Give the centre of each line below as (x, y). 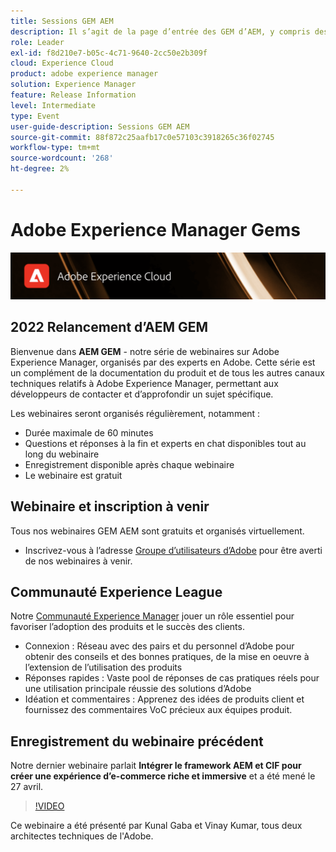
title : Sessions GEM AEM (62, 21)
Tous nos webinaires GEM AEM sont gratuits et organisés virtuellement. (157, 531)
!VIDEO (49, 806)
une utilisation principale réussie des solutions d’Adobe (138, 689)
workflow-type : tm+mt (55, 148)
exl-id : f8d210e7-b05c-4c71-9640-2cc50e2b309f (109, 53)
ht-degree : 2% (40, 169)
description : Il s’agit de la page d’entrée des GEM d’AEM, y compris (160, 31)
